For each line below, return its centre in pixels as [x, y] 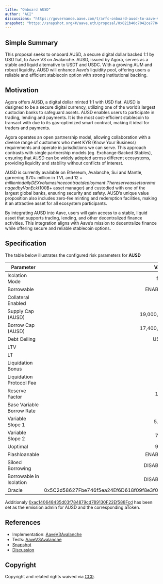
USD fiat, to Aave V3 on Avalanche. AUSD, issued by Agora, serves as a [77, 60]
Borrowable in [24, 476]
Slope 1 [16, 424]
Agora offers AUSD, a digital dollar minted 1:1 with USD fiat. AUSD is [73, 102]
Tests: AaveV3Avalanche [37, 539]
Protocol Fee [22, 383]
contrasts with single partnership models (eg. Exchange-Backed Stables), [79, 152]
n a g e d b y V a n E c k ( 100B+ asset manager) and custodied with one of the [75, 188]
